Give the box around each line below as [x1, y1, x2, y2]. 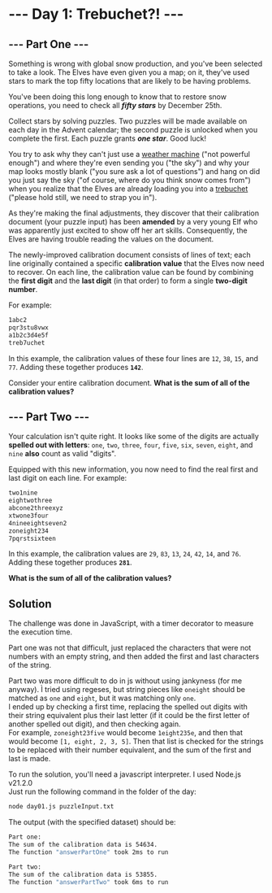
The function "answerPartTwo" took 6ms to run [8, 878, 169, 886]
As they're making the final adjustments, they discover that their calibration [8, 208, 260, 218]
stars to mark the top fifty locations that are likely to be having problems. [8, 76, 252, 85]
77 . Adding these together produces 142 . [8, 362, 144, 372]
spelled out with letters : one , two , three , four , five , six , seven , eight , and [8, 440, 253, 450]
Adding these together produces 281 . [8, 558, 132, 568]
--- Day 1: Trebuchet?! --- [8, 5, 184, 24]
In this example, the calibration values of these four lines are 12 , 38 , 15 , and [8, 353, 258, 363]
